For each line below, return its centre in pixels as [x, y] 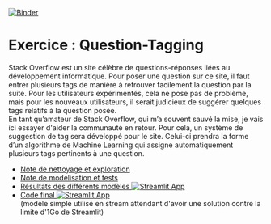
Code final [37, 195]
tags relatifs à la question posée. [63, 110]
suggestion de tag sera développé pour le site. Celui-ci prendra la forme [129, 136]
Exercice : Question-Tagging [106, 45]
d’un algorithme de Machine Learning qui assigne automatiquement [121, 145]
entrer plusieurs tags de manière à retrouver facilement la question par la [130, 84]
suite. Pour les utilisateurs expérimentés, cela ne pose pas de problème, [129, 93]
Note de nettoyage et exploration [75, 169]
